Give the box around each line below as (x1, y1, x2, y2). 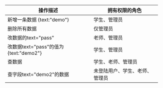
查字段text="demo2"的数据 (7, 71, 69, 77)
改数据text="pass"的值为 (7, 43, 64, 50)
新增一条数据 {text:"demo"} (7, 16, 69, 23)
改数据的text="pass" (7, 35, 54, 41)
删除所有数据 (7, 25, 37, 32)
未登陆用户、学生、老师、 (93, 67, 152, 74)
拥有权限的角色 (107, 7, 142, 13)
